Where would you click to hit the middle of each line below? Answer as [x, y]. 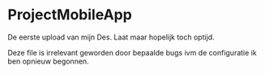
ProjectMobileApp [70, 15]
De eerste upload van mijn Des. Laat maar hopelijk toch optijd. [111, 37]
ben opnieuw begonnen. [49, 61]
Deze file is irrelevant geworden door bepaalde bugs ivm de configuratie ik [132, 52]
